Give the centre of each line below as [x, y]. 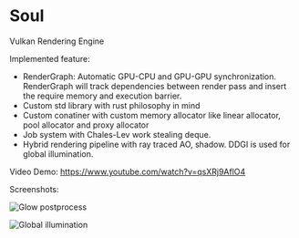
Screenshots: [34, 189]
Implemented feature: [50, 58]
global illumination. [58, 154]
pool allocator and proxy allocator [86, 125]
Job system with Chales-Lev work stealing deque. [117, 134]
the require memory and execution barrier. [102, 96]
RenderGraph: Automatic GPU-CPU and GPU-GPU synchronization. [149, 76]
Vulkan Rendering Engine [57, 41]
